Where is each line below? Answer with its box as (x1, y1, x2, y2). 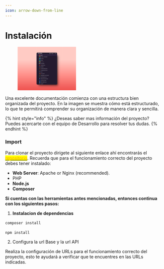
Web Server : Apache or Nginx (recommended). (12, 170, 110, 176)
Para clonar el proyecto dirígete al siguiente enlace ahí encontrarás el (5, 149, 148, 156)
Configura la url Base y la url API (12, 239, 79, 245)
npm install (5, 230, 30, 235)
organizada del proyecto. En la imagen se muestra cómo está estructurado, (5, 101, 160, 107)
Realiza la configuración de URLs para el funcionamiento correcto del (5, 248, 148, 254)
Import (5, 138, 22, 145)
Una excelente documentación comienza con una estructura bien (5, 95, 139, 101)
